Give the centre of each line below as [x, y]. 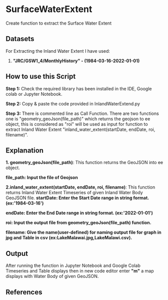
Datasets [20, 39]
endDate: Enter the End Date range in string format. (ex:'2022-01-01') [79, 213]
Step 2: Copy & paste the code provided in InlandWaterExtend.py [73, 103]
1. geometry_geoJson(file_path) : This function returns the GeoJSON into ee [84, 163]
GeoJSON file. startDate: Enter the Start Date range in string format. [77, 198]
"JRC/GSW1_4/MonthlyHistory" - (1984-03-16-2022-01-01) [76, 61]
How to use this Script [41, 77]
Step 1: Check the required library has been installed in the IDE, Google [79, 88]
